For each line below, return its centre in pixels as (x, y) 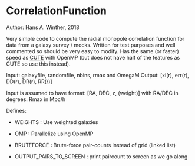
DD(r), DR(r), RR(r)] (29, 82)
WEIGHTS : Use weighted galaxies (56, 122)
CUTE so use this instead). (38, 64)
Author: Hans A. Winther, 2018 (43, 27)
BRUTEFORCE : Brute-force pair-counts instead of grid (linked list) (95, 145)
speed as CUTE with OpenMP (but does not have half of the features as (93, 57)
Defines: (16, 110)
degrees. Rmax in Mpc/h (36, 99)
